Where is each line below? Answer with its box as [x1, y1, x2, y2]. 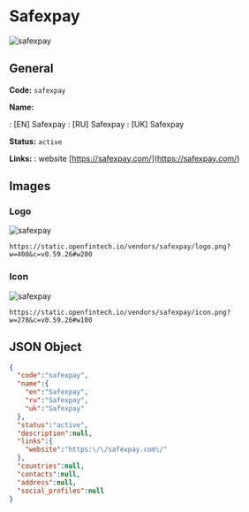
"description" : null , [17, 429, 93, 438]
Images [9, 179, 51, 194]
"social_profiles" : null [17, 486, 104, 495]
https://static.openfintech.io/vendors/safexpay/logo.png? [9, 242, 231, 251]
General [9, 61, 55, 76]
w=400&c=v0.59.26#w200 [9, 250, 93, 259]
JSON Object [9, 340, 82, 355]
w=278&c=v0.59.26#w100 [9, 316, 93, 325]
